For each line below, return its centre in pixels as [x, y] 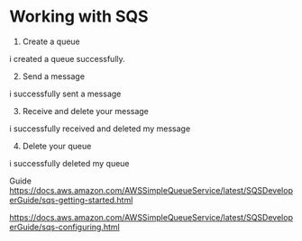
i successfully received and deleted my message [100, 129]
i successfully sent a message [65, 94]
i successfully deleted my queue [69, 163]
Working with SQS [79, 17]
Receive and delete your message [85, 111]
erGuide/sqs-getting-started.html [71, 200]
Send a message [54, 76]
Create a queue [51, 41]
